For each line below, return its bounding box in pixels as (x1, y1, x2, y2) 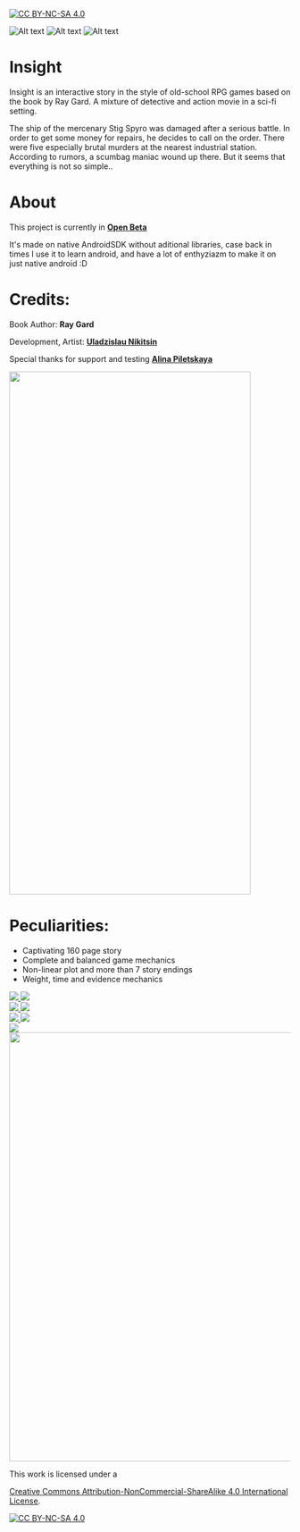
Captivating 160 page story (21, 945, 122, 955)
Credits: (9, 290, 71, 310)
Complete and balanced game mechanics (21, 955, 176, 965)
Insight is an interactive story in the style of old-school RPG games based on (9, 86, 291, 97)
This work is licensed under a (9, 1469, 118, 1479)
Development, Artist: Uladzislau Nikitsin (9, 336, 158, 347)
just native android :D (9, 257, 87, 268)
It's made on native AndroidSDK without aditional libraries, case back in (9, 239, 272, 249)
